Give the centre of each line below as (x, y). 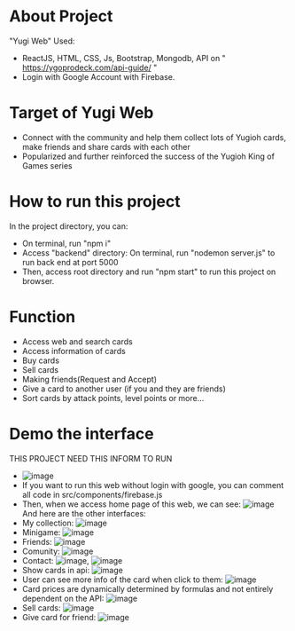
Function (43, 317)
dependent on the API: (63, 598)
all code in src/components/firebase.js (92, 494)
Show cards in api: (56, 570)
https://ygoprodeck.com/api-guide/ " (89, 67)
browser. (38, 280)
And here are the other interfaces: (84, 513)
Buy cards (41, 360)
